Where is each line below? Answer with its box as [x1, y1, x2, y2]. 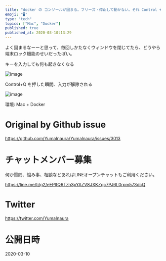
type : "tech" [5, 16, 32, 21]
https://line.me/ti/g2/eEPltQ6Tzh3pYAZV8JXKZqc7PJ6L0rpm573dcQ [5, 181, 146, 187]
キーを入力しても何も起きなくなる [5, 61, 74, 67]
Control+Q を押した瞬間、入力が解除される [5, 81, 93, 87]
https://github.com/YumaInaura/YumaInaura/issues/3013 [5, 135, 121, 141]
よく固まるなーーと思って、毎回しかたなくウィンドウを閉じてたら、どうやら [5, 45, 161, 50]
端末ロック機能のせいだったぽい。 [5, 51, 75, 56]
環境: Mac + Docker [5, 102, 45, 107]
